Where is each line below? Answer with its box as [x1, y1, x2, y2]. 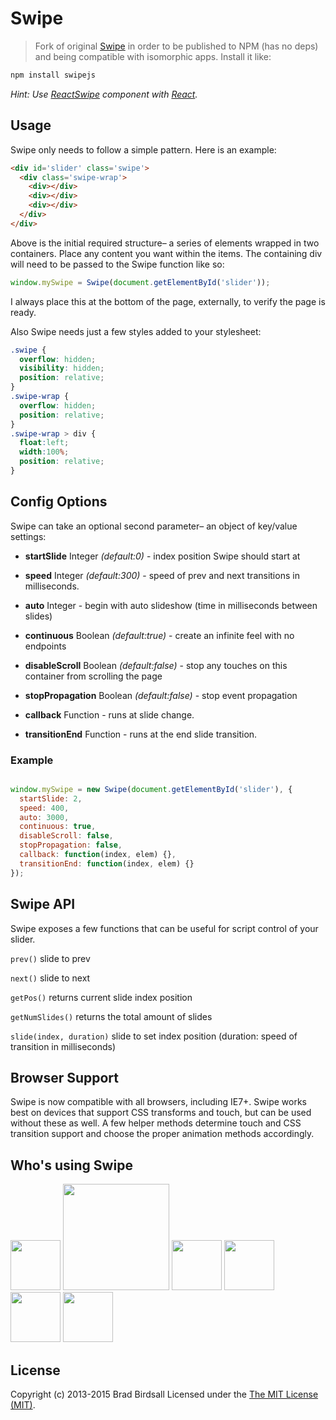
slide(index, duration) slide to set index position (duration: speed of [10, 1030, 298, 1042]
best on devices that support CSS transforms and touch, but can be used [10, 1107, 312, 1119]
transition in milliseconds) [10, 1040, 117, 1052]
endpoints [24, 640, 67, 652]
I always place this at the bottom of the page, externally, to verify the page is [10, 295, 326, 307]
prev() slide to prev [10, 952, 91, 964]
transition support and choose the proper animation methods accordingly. [10, 1128, 315, 1140]
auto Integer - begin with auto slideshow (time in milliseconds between [24, 599, 318, 611]
